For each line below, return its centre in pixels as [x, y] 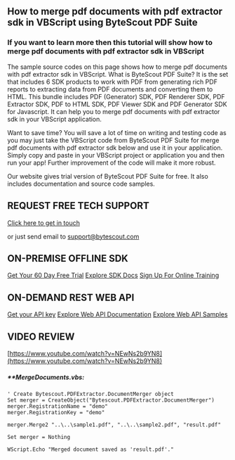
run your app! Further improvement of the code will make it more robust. [112, 162]
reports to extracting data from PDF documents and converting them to [110, 89]
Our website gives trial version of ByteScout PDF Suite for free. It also [108, 176]
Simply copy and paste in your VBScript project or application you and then [116, 155]
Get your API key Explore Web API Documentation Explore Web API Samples [117, 314]
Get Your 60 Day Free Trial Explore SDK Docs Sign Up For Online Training [113, 275]
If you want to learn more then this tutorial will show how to [110, 43]
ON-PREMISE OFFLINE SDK [68, 258]
